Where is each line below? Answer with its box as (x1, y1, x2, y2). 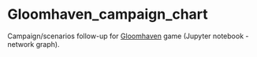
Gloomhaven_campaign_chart (7, 5, 208, 23)
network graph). (7, 39, 60, 48)
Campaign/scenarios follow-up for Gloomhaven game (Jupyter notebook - (7, 31, 249, 41)
